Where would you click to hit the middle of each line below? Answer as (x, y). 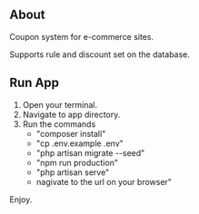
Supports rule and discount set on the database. (100, 54)
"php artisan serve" (73, 172)
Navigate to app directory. (71, 114)
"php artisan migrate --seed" (90, 152)
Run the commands (59, 124)
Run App (35, 83)
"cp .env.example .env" (80, 143)
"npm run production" (77, 162)
